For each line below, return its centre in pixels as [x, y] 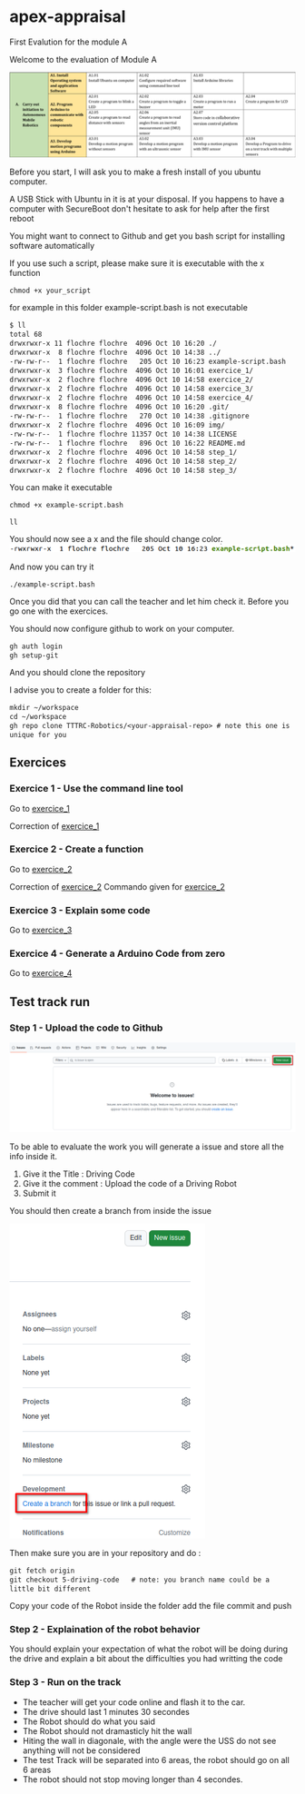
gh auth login [36, 646]
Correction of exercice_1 [54, 826]
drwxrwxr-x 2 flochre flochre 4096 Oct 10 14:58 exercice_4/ [132, 398]
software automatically [52, 245]
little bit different [50, 1589]
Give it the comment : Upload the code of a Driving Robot [130, 1184]
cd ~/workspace [38, 716]
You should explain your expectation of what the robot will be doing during [149, 1649]
